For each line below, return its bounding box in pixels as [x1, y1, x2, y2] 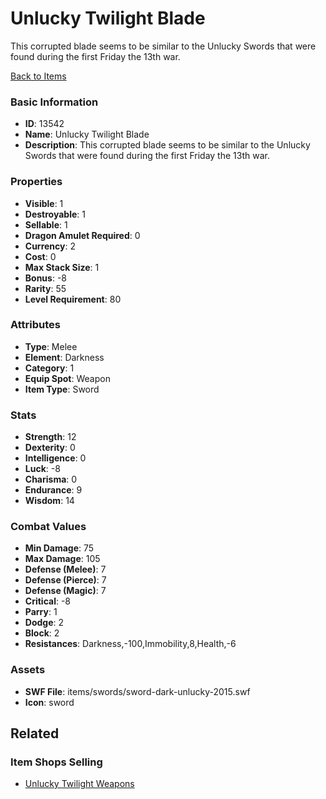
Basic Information [10, 95, 99, 109]
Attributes [10, 318, 61, 332]
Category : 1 [24, 362, 75, 374]
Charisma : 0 [24, 473, 78, 486]
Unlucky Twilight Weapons [24, 778, 135, 790]
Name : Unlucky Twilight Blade [24, 128, 150, 141]
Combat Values [10, 520, 87, 534]
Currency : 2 [24, 240, 77, 252]
